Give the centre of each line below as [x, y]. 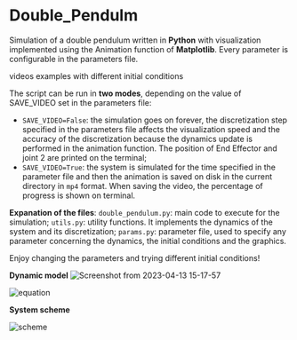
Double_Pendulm [74, 16]
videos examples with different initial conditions [96, 75]
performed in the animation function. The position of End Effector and [149, 148]
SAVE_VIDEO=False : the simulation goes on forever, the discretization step [154, 120]
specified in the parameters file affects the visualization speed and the [151, 129]
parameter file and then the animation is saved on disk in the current [147, 176]
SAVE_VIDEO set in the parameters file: [80, 102]
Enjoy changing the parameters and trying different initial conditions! [135, 257]
